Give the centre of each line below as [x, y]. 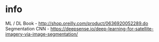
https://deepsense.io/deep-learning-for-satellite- [102, 28]
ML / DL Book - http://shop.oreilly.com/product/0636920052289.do [77, 23]
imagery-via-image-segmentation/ [42, 34]
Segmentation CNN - [27, 28]
